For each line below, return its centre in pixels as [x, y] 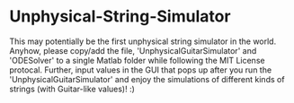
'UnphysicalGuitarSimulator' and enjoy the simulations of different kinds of [147, 79]
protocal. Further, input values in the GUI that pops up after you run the [141, 70]
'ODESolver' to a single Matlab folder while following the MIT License [137, 60]
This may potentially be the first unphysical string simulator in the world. [143, 41]
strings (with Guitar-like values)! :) [72, 89]
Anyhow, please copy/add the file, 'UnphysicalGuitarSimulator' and [133, 50]
